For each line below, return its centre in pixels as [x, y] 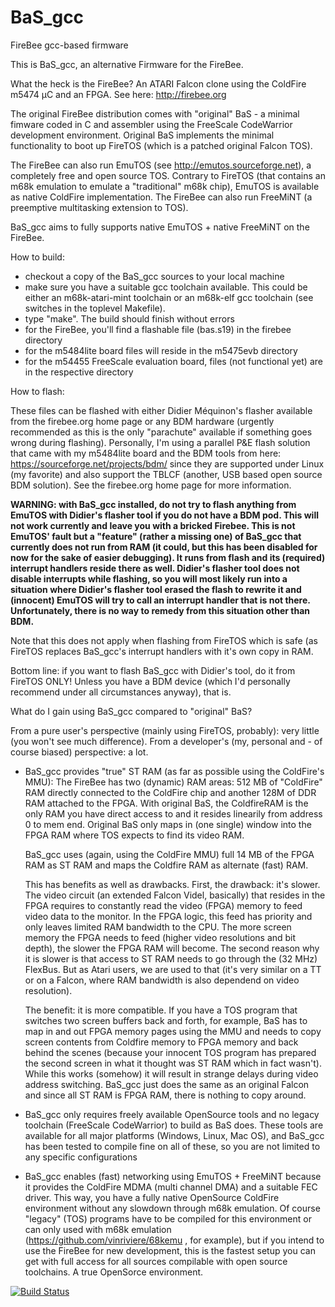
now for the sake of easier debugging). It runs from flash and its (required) [168, 557]
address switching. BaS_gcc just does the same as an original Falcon [167, 1084]
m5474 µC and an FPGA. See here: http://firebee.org [118, 94]
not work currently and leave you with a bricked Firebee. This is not [153, 525]
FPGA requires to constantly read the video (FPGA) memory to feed [163, 905]
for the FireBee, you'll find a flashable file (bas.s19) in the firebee [158, 329]
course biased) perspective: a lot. [79, 752]
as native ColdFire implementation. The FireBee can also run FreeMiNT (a [161, 197]
